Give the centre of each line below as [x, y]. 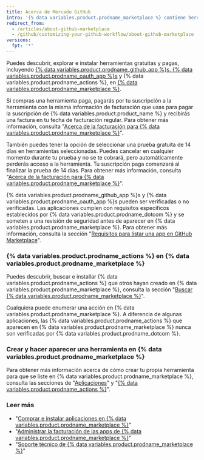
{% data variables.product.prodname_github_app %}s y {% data [87, 195]
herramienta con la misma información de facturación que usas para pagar [100, 107]
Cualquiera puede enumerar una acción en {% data [70, 308]
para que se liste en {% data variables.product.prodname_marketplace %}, [100, 376]
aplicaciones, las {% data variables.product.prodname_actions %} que [94, 321]
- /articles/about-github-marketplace [61, 29]
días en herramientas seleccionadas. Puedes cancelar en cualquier [90, 151]
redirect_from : [25, 23]
